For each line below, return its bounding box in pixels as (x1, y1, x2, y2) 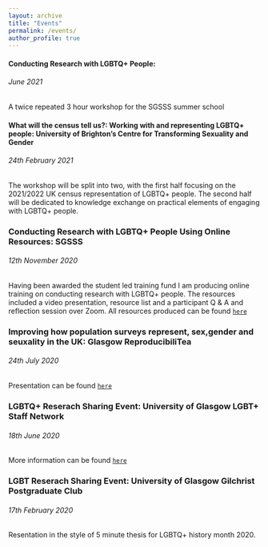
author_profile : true (8, 34, 81, 42)
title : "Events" (8, 19, 62, 27)
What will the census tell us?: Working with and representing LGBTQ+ (8, 120, 245, 130)
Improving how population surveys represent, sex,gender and (8, 326, 254, 337)
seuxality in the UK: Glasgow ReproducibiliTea (8, 336, 192, 347)
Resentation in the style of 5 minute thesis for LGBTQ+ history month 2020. (8, 530, 256, 540)
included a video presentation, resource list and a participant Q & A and (8, 297, 244, 307)
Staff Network (8, 411, 65, 422)
